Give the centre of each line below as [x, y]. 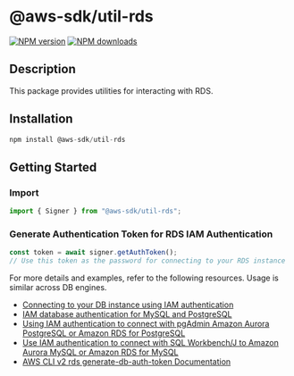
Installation [41, 119]
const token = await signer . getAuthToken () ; [93, 253]
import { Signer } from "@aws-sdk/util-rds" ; [95, 212]
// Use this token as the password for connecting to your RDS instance [147, 261]
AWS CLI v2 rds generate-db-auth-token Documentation [126, 362]
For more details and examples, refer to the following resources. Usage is [144, 278]
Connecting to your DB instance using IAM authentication [128, 305]
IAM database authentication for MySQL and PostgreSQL [127, 314]
